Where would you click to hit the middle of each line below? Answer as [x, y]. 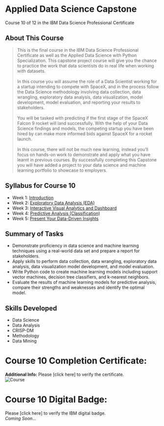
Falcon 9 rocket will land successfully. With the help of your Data [82, 123]
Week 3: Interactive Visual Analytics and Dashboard [64, 208]
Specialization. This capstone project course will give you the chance [87, 61]
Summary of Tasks [34, 234]
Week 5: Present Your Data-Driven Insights [55, 218]
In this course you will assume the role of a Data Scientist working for [87, 81]
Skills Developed [31, 308]
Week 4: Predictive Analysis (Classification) [56, 213]
